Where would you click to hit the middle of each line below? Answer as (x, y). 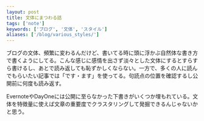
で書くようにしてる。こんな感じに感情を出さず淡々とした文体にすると (94, 61)
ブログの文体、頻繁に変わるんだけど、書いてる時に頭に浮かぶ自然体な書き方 (102, 53)
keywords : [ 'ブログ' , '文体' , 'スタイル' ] (57, 29)
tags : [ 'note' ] (26, 23)
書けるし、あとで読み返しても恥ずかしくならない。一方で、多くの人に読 (102, 68)
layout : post (23, 12)
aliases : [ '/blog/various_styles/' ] (53, 35)
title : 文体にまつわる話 (34, 18)
